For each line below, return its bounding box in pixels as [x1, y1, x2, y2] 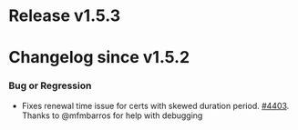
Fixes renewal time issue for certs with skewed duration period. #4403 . [21, 100, 290, 111]
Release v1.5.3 [8, 5, 121, 26]
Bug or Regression [8, 79, 92, 92]
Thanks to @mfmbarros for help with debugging [21, 110, 203, 121]
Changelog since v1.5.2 [8, 47, 190, 68]
